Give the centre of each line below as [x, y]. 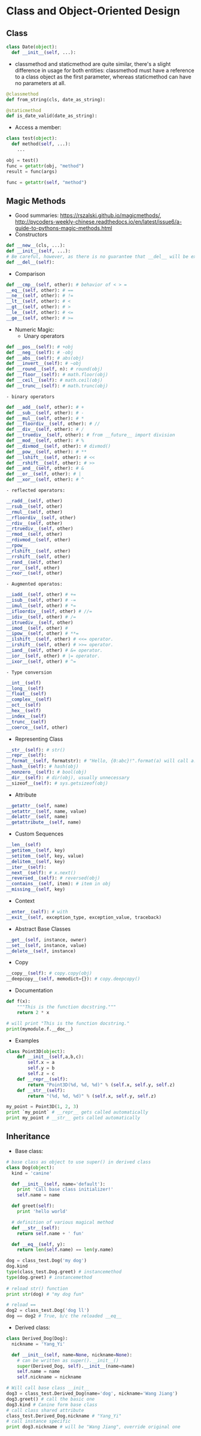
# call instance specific [38, 1422]
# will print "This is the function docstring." [68, 1023]
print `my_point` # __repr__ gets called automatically [77, 1112]
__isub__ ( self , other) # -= [41, 601]
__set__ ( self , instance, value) [46, 945]
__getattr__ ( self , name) [37, 806]
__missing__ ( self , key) [36, 889]
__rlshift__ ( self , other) [38, 551]
